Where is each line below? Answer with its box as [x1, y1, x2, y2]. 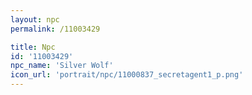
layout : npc [10, 14, 60, 25]
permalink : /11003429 [10, 24, 101, 34]
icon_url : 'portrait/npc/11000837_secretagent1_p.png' [10, 70, 244, 80]
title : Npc [10, 42, 56, 52]
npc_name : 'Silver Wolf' [10, 61, 114, 71]
